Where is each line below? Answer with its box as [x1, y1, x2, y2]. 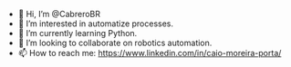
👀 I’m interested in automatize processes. [17, 18, 174, 29]
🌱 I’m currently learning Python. [17, 28, 138, 38]
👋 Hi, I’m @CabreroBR [17, 9, 100, 19]
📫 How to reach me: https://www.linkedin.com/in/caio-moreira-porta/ [17, 48, 282, 58]
